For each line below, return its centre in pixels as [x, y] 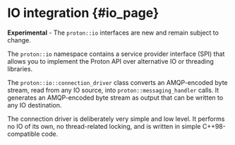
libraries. [20, 69]
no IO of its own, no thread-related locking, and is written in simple [104, 126]
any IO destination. [35, 105]
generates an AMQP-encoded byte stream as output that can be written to [115, 98]
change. [19, 40]
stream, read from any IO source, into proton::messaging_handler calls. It [113, 90]
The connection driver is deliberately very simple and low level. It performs [116, 119]
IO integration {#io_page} [83, 13]
